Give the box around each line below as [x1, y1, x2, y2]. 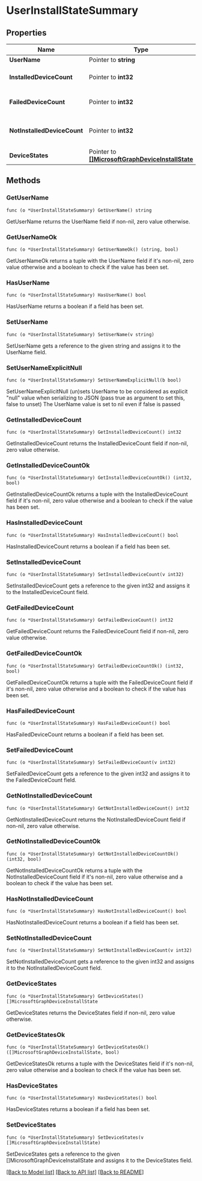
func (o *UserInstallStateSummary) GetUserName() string [6, 207, 152, 213]
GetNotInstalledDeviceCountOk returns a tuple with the [6, 866, 143, 874]
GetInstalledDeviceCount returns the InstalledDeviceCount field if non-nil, [6, 440, 188, 447]
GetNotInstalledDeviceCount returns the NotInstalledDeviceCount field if [6, 816, 186, 823]
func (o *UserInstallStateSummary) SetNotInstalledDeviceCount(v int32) [6, 947, 192, 954]
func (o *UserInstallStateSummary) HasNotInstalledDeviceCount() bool [6, 908, 187, 915]
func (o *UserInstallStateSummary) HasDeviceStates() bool [6, 1095, 158, 1101]
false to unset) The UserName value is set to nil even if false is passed [6, 400, 180, 407]
